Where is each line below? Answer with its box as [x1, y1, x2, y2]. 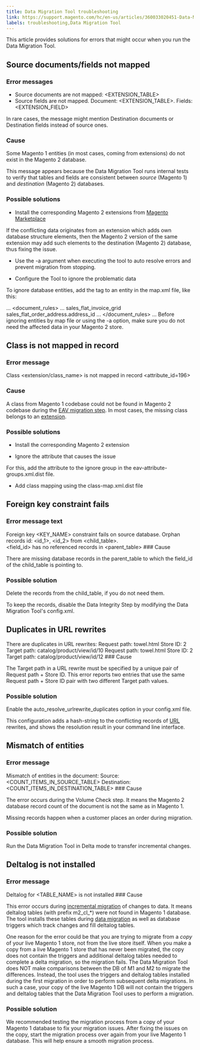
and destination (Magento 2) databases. [6, 180, 105, 187]
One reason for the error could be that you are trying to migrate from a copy [6, 933, 192, 940]
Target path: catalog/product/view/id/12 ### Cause [6, 653, 132, 660]
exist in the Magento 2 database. [6, 156, 87, 164]
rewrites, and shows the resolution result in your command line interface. [6, 723, 186, 731]
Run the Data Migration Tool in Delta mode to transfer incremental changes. [6, 842, 192, 850]
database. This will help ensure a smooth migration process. [6, 1038, 154, 1044]
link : [6, 14, 20, 20]
